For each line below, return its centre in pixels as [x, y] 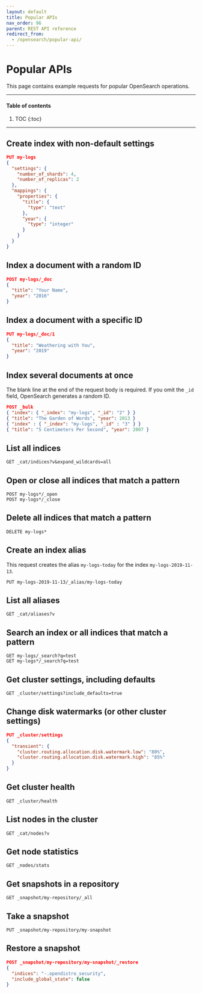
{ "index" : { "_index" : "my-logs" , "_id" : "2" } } [71, 412]
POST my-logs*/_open [32, 494]
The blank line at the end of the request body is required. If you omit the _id [100, 390]
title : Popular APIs [32, 17]
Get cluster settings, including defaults [81, 680]
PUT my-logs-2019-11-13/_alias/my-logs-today [64, 582]
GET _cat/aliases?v [31, 614]
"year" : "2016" [31, 296]
